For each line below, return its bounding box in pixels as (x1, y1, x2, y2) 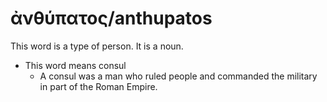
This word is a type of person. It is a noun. (10, 40, 184, 52)
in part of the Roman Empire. (39, 80, 158, 92)
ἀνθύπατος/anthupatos (10, 7, 213, 30)
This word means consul (24, 59, 127, 71)
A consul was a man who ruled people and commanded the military (39, 70, 318, 82)
